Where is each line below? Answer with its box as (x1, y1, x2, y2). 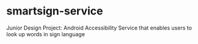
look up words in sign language (6, 30, 86, 37)
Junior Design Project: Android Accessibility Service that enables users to (6, 24, 193, 31)
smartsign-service (6, 4, 103, 18)
